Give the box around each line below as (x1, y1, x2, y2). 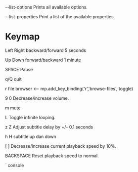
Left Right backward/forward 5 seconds (5, 47, 87, 53)
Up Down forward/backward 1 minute (5, 57, 81, 63)
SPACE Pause (5, 66, 33, 72)
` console (5, 162, 24, 168)
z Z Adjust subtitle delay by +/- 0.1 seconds (5, 124, 93, 130)
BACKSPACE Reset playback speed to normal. (5, 153, 99, 159)
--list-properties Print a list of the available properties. (5, 14, 115, 19)
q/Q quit (5, 76, 22, 82)
